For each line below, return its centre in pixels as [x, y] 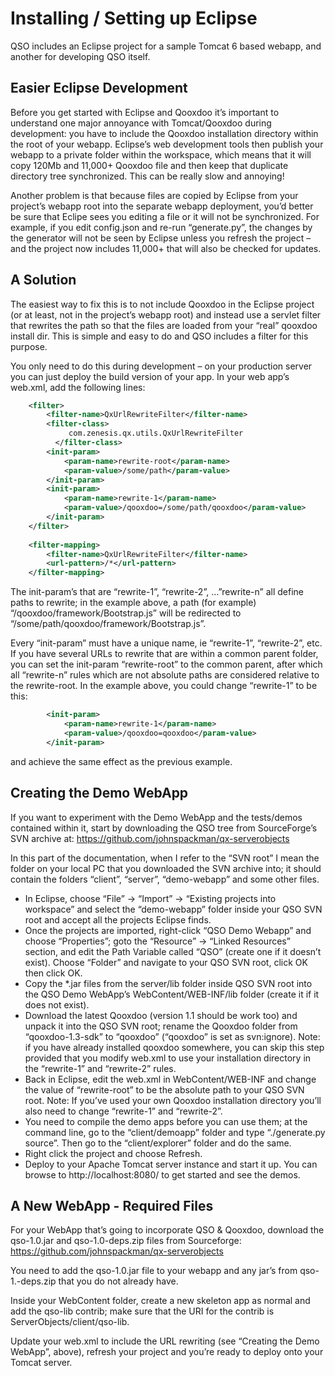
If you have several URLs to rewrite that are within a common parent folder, [164, 654]
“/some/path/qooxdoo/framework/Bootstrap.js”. [108, 624]
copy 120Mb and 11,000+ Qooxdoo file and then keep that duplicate [149, 165]
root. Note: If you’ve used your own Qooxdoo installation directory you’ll [173, 1100]
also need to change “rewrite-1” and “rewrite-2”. [123, 1111]
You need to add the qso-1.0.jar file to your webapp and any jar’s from [154, 1271]
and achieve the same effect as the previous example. [121, 761]
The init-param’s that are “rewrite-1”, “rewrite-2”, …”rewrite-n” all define [157, 592]
